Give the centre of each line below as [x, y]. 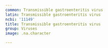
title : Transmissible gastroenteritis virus [53, 24]
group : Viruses [21, 29]
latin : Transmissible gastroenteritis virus [53, 15]
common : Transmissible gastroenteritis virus [54, 10]
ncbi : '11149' [20, 19]
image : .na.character [28, 33]
